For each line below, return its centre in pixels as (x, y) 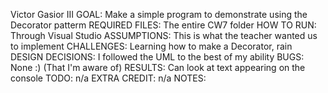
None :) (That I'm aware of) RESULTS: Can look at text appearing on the (158, 67)
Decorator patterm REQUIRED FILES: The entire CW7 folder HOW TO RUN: (163, 25)
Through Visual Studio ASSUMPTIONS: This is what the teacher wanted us (164, 35)
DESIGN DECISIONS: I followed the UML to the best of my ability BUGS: (157, 57)
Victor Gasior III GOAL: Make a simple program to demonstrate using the (159, 14)
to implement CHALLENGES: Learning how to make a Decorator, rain (151, 46)
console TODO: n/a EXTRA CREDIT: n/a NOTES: (108, 78)
